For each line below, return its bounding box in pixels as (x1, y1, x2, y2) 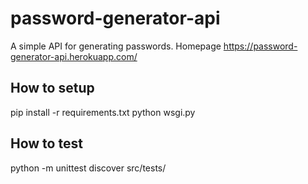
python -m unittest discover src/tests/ (10, 162, 167, 174)
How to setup (10, 80, 95, 97)
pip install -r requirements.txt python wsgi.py (10, 106, 196, 118)
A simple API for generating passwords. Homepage (10, 40, 222, 52)
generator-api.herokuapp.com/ (10, 50, 138, 62)
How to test (10, 135, 83, 152)
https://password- (223, 40, 298, 52)
